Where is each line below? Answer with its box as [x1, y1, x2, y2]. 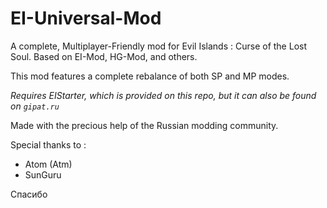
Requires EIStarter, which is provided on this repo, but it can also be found [10, 89, 317, 101]
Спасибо [10, 188, 48, 200]
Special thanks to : [10, 138, 87, 151]
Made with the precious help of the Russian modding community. [10, 119, 279, 131]
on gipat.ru [10, 100, 60, 112]
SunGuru [24, 168, 62, 181]
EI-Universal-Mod [10, 7, 162, 30]
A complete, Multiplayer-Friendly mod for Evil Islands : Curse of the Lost [10, 40, 308, 52]
